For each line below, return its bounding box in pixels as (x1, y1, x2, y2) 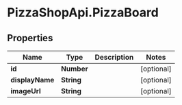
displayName (10, 75, 55, 84)
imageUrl (10, 86, 41, 95)
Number (61, 64, 88, 73)
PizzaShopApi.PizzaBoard (7, 5, 159, 21)
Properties (7, 32, 53, 44)
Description (94, 53, 134, 62)
